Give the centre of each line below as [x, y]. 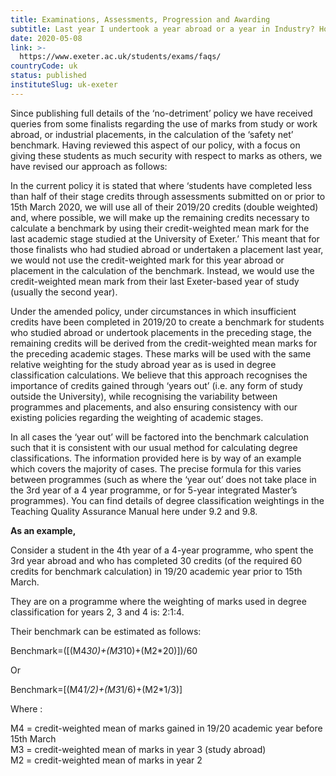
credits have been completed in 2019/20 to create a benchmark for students [167, 322]
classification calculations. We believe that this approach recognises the [159, 375]
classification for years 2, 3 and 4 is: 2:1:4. [97, 612]
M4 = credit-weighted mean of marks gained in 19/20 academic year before [166, 728]
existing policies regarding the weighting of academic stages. [137, 417]
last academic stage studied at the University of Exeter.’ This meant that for [165, 238]
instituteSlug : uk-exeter [64, 85]
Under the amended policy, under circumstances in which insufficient [153, 311]
